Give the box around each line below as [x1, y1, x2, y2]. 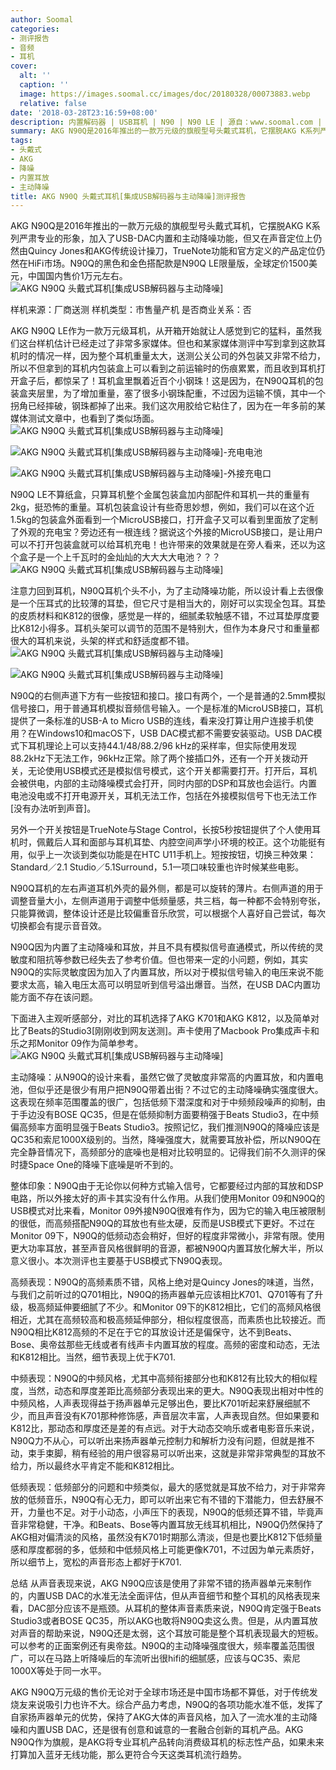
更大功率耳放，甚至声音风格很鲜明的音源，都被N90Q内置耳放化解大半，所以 [10, 1242, 324, 1255]
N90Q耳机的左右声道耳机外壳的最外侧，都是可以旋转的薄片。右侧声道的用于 [10, 882, 324, 895]
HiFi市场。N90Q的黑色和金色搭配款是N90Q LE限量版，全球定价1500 [27, 257, 309, 270]
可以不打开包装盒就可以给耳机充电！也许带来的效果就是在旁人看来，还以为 [10, 539, 317, 551]
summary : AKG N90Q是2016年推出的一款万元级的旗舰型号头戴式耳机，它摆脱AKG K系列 [10, 126, 321, 136]
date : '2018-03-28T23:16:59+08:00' [10, 107, 159, 118]
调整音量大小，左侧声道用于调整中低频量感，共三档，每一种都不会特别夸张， [10, 895, 326, 907]
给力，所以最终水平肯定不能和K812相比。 [10, 1460, 180, 1472]
